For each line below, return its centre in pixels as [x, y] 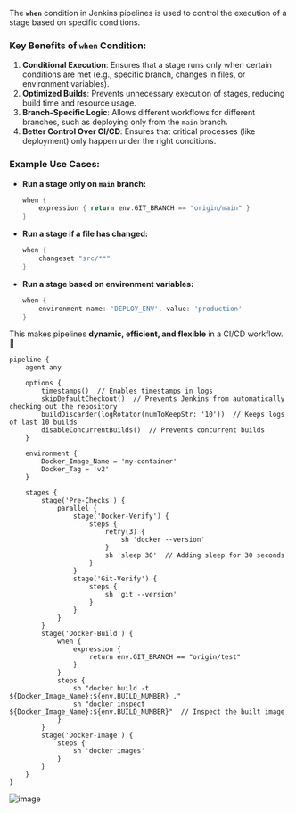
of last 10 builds [43, 423]
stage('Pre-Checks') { [83, 501]
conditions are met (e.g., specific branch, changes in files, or [134, 74]
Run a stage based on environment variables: [108, 284]
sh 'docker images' [109, 751]
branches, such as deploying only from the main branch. [125, 122]
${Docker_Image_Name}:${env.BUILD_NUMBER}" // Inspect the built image [147, 712]
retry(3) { [125, 532]
